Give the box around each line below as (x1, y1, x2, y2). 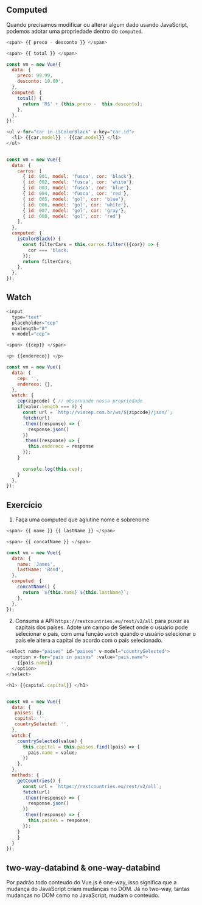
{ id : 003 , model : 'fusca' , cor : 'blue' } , (22, 185, 132, 191)
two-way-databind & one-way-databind (6, 862, 161, 873)
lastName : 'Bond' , (17, 566, 64, 573)
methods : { (12, 772, 40, 778)
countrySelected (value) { (17, 738, 83, 744)
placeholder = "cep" (12, 320, 59, 326)
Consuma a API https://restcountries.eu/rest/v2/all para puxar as (15, 618, 190, 625)
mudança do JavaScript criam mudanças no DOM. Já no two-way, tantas (6, 886, 190, 893)
